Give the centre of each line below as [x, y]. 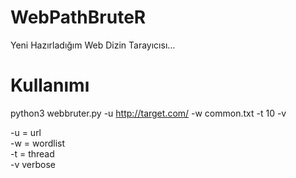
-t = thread [32, 153]
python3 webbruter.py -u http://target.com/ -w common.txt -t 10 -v [148, 113]
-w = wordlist [37, 143]
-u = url [26, 132]
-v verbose [33, 164]
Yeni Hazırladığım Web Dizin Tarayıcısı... [93, 45]
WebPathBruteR [78, 17]
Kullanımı [50, 85]
